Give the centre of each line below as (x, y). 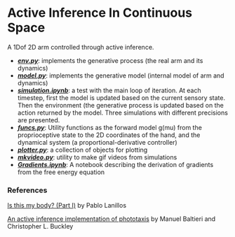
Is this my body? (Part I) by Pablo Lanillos (67, 206)
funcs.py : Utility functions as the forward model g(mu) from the (109, 127)
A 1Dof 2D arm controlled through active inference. (81, 47)
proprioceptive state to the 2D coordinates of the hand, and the (109, 135)
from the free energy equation (61, 172)
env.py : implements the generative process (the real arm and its (110, 60)
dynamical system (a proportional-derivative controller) (97, 142)
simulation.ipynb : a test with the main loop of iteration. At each (109, 90)
